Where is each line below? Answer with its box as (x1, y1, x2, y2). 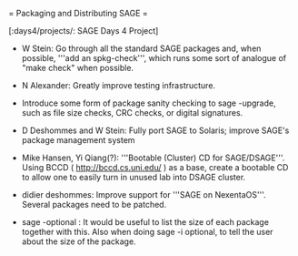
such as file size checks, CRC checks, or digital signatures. (21, 108, 243, 118)
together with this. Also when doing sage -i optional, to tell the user (21, 227, 273, 237)
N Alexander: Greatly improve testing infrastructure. (21, 80, 215, 90)
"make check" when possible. (21, 63, 134, 73)
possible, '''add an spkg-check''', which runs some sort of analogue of (21, 53, 287, 63)
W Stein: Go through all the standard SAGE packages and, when (21, 43, 262, 54)
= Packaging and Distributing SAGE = (8, 8, 149, 18)
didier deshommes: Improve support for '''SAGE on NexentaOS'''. (21, 189, 266, 200)
